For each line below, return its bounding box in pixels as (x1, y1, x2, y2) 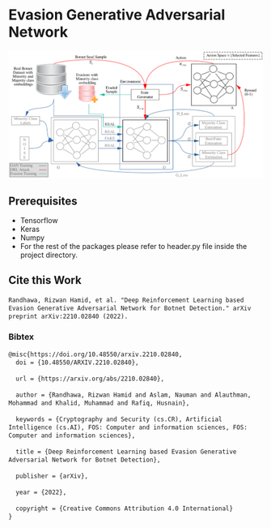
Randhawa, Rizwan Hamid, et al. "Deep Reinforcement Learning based (8, 296, 244, 304)
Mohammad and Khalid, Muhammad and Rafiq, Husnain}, (8, 399, 190, 407)
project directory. (19, 250, 78, 260)
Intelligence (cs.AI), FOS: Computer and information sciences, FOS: (8, 423, 248, 431)
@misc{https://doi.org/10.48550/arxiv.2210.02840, (8, 350, 183, 358)
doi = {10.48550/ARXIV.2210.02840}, (15, 358, 139, 367)
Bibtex (8, 331, 35, 342)
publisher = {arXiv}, (15, 472, 89, 480)
